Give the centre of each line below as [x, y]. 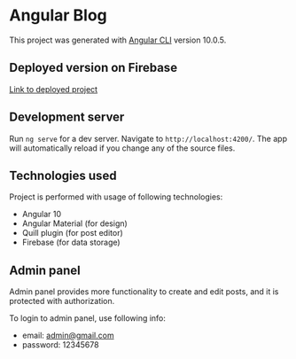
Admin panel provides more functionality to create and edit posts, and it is [144, 292]
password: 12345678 [60, 345]
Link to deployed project [54, 89]
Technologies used [63, 175]
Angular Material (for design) [75, 223]
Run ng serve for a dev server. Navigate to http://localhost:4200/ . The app [148, 138]
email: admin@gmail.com [68, 336]
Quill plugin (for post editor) [73, 233]
